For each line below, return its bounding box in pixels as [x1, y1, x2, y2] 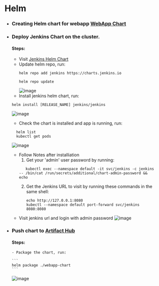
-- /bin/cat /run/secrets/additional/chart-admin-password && [18, 171, 148, 176]
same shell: [26, 189, 49, 195]
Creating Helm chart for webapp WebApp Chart [11, 20, 126, 27]
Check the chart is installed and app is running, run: [18, 120, 123, 126]
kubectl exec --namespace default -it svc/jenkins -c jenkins [25, 166, 154, 172]
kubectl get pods [16, 134, 52, 139]
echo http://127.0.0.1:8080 [26, 198, 83, 203]
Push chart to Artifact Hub [11, 227, 75, 234]
